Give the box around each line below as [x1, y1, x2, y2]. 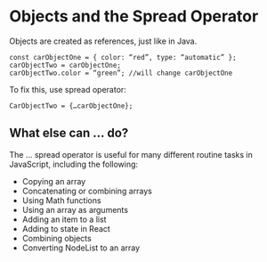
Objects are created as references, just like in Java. [9, 36, 198, 46]
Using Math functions [21, 194, 101, 206]
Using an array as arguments [21, 204, 129, 215]
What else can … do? [9, 126, 129, 141]
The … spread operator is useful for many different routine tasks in [9, 149, 254, 160]
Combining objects [21, 233, 92, 243]
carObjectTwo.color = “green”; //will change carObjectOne [9, 69, 233, 78]
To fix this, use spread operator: [9, 84, 126, 94]
